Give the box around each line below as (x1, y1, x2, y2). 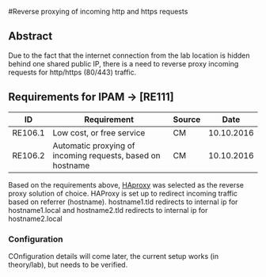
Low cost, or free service (52, 127, 146, 138)
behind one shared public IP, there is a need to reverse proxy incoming (8, 59, 239, 68)
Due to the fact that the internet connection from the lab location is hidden (8, 51, 250, 60)
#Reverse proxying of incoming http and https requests (8, 7, 188, 16)
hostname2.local (8, 214, 63, 223)
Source (173, 114, 201, 125)
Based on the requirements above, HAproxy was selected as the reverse (8, 180, 244, 189)
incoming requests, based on (52, 150, 161, 161)
